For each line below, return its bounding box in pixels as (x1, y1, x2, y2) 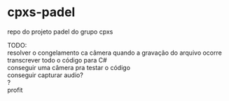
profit (7, 86, 23, 94)
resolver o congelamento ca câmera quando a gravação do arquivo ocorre (7, 48, 222, 57)
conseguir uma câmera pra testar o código (7, 63, 131, 72)
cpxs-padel (7, 4, 76, 20)
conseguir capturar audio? (7, 71, 84, 79)
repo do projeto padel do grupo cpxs (7, 27, 113, 36)
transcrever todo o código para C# (7, 55, 107, 64)
